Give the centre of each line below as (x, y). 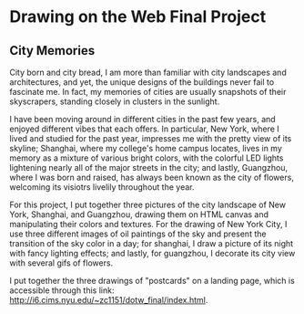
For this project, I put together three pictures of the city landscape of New (148, 204)
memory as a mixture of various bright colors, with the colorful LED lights (147, 158)
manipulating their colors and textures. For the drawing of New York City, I (148, 224)
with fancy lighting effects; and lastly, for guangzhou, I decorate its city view (152, 253)
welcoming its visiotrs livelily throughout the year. (102, 187)
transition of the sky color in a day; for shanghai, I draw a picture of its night (152, 243)
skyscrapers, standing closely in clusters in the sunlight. (115, 101)
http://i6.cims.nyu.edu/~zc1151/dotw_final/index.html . (109, 300)
